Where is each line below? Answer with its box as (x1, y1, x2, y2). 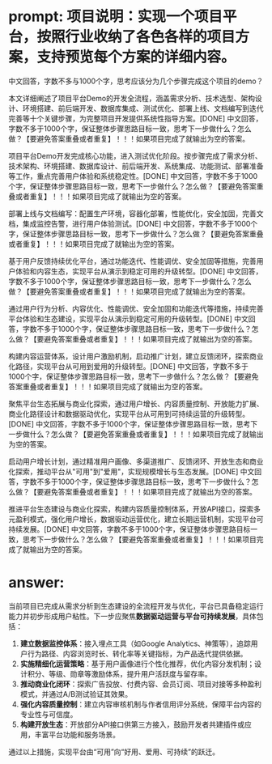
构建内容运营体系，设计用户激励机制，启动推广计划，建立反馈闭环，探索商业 (8, 351, 264, 361)
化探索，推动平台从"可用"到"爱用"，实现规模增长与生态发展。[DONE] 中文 (8, 466, 255, 476)
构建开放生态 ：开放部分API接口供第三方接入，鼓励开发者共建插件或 (19, 719, 245, 729)
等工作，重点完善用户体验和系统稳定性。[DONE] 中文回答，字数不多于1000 (8, 171, 258, 180)
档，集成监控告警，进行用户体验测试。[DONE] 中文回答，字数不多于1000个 (8, 219, 258, 228)
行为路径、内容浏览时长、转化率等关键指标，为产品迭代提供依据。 (27, 648, 248, 658)
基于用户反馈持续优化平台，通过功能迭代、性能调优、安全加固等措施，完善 (8, 256, 257, 265)
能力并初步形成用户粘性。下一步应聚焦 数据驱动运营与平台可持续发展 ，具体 (8, 611, 257, 621)
